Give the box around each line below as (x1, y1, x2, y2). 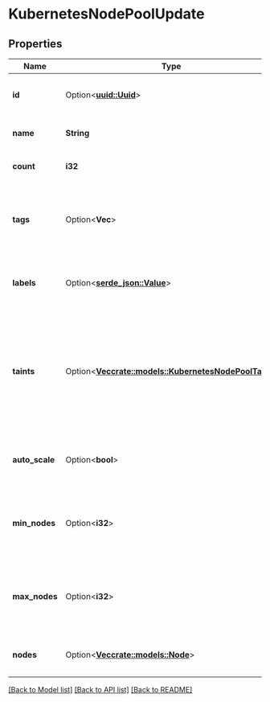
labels (12, 277, 36, 288)
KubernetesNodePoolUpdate (8, 5, 205, 23)
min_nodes (12, 518, 56, 528)
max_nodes (12, 591, 58, 601)
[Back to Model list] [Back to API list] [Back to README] (8, 685, 193, 694)
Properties (8, 37, 63, 51)
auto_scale (12, 454, 55, 465)
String (65, 128, 90, 138)
